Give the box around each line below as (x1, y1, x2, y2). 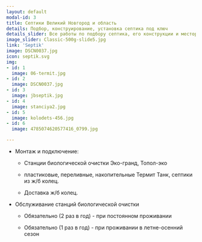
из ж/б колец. (23, 178, 59, 184)
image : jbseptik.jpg (11, 92, 63, 98)
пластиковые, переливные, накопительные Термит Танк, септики (23, 171, 193, 178)
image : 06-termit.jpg (11, 70, 66, 76)
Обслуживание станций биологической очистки (14, 201, 139, 208)
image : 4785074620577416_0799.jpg (11, 126, 98, 132)
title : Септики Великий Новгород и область (6, 20, 117, 26)
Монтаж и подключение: (14, 148, 79, 155)
